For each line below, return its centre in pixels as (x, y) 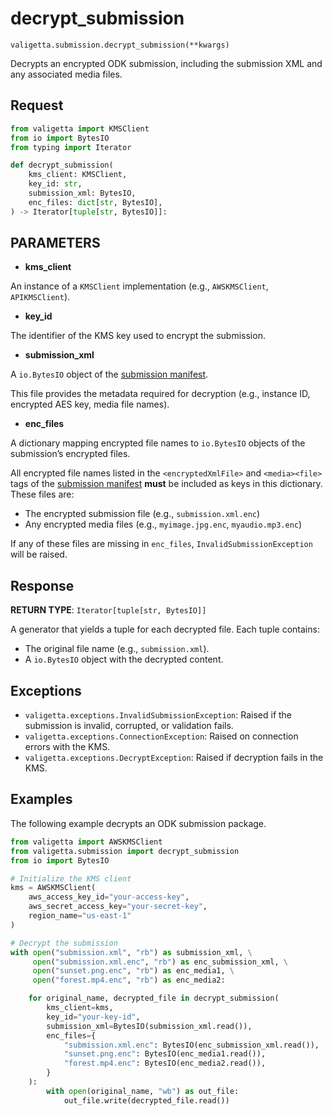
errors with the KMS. (67, 747)
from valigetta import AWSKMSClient (86, 842)
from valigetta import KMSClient (80, 128)
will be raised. (39, 554)
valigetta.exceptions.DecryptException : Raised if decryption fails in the (174, 758)
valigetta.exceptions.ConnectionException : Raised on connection (161, 736)
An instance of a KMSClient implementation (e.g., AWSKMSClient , (139, 286)
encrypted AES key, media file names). (90, 404)
